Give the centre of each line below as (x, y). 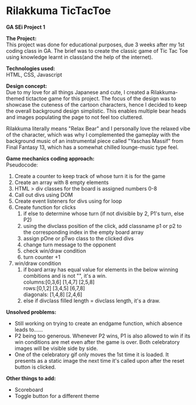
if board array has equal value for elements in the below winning (101, 269)
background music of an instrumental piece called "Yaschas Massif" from (95, 141)
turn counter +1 (42, 257)
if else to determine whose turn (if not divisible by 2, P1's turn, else (104, 213)
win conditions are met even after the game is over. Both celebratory (97, 342)
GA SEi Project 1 (26, 27)
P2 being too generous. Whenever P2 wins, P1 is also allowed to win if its (102, 336)
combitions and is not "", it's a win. (65, 275)
